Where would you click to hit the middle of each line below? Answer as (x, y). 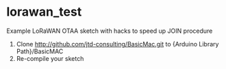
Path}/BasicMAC (40, 51)
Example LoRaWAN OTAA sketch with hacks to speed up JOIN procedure (110, 31)
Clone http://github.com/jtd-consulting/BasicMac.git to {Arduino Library (117, 44)
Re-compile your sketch (50, 58)
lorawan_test (44, 12)
